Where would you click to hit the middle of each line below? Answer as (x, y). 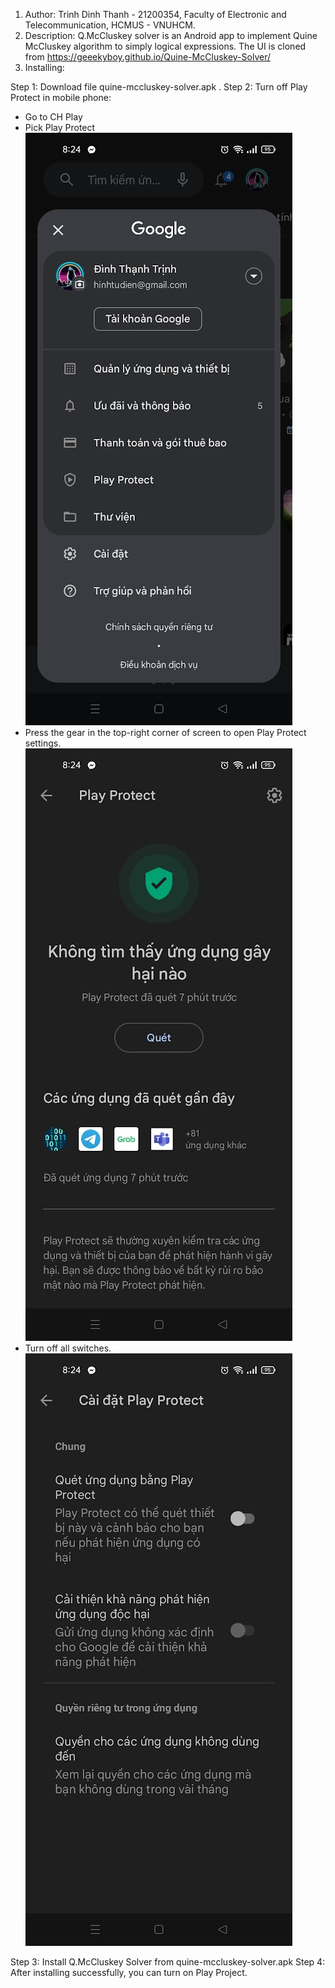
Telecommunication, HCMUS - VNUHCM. (110, 25)
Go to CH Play (53, 117)
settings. (43, 743)
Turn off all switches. (68, 1348)
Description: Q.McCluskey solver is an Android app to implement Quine (171, 35)
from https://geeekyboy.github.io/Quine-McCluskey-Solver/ (147, 57)
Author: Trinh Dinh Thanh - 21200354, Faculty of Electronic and (155, 14)
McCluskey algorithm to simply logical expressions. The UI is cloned (165, 46)
